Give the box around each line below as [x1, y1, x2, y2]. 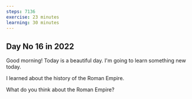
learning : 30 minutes [6, 19, 60, 25]
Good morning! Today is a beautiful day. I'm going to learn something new [6, 57, 186, 64]
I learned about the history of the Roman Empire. [6, 75, 125, 82]
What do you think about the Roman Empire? [6, 86, 115, 93]
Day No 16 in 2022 [6, 41, 74, 51]
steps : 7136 [6, 8, 35, 15]
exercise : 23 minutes [6, 14, 60, 20]
